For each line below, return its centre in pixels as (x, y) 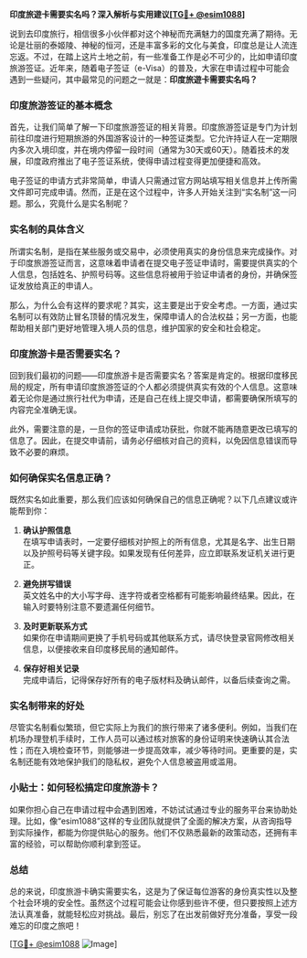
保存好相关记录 (51, 669)
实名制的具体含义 (47, 229)
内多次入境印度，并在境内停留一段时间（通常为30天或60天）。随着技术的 (145, 150)
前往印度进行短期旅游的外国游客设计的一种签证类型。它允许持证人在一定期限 (153, 138)
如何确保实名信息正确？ (61, 477)
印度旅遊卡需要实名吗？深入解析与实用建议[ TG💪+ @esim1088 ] (127, 14)
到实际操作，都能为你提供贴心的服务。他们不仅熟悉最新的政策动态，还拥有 (149, 832)
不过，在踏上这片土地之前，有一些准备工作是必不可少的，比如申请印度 (165, 57)
